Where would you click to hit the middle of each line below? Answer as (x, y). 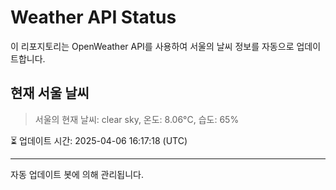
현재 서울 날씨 (50, 93)
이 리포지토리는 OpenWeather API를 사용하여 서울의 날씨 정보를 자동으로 (152, 46)
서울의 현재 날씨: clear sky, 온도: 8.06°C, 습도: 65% (137, 119)
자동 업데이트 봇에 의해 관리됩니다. (77, 174)
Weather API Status (93, 17)
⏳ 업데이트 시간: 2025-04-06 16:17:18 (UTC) (99, 140)
